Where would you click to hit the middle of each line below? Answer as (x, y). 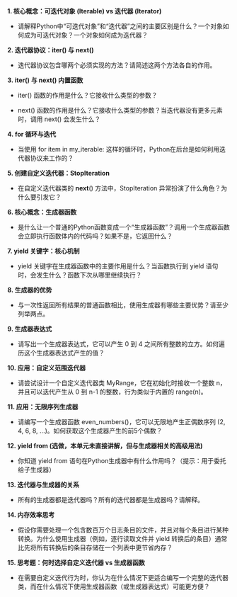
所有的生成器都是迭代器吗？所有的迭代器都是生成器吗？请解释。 (110, 500)
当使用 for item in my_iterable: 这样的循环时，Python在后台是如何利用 (118, 149)
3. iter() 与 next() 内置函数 (45, 80)
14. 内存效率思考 (31, 515)
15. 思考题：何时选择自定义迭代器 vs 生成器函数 (76, 563)
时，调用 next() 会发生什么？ (59, 119)
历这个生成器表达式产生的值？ (61, 353)
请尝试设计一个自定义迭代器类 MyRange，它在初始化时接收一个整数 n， (122, 383)
